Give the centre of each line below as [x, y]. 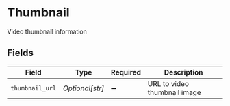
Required [126, 72]
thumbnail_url [34, 88]
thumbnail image [174, 92]
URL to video [168, 83]
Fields [21, 53]
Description [183, 72]
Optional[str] [84, 88]
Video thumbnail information [47, 31]
